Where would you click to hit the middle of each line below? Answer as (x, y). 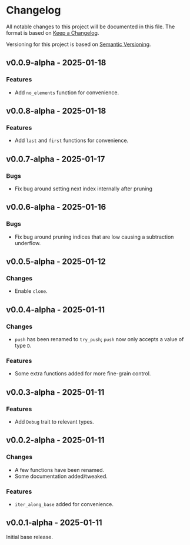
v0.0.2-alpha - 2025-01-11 (55, 440)
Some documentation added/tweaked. (61, 476)
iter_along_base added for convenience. (64, 504)
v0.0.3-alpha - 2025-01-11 (55, 392)
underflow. (28, 243)
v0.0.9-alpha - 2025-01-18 (56, 63)
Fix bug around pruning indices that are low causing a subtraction (94, 237)
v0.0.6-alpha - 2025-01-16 (56, 207)
